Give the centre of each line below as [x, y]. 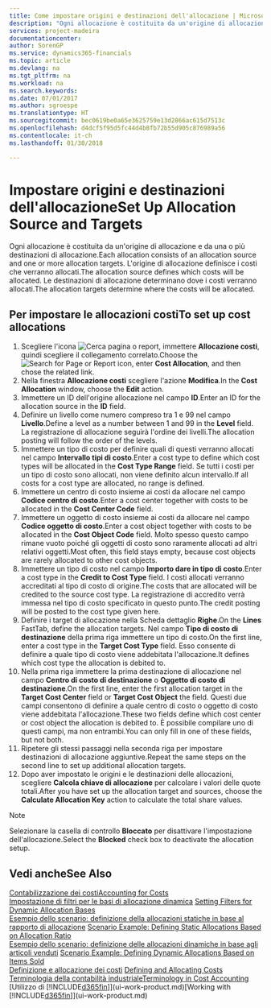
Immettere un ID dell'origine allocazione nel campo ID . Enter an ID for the [140, 398]
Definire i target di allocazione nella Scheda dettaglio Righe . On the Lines [141, 620]
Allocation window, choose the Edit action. [92, 389]
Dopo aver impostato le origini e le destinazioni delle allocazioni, [127, 775]
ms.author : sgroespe [44, 105]
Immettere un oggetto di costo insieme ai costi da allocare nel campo [135, 518]
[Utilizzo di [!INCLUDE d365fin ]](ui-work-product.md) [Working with [120, 987]
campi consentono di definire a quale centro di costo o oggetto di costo [139, 706]
